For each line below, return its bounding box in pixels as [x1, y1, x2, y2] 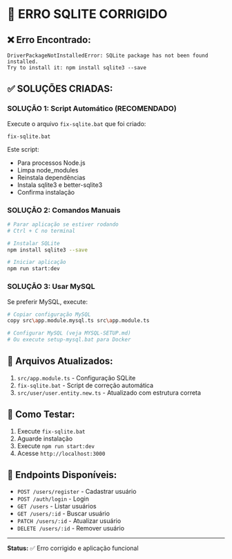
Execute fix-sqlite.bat [17, 427, 86, 435]
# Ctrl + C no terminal [7, 227, 76, 234]
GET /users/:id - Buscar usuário [17, 509, 110, 518]
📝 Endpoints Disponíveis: [7, 469, 117, 481]
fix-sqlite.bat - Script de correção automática [17, 381, 154, 389]
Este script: [7, 145, 39, 153]
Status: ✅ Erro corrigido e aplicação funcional [7, 544, 139, 553]
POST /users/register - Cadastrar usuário [17, 488, 137, 496]
